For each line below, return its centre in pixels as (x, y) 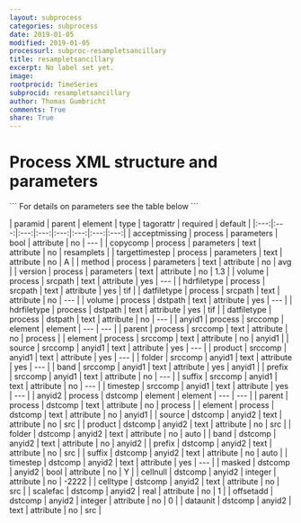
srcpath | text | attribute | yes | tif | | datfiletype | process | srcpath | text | (145, 291)
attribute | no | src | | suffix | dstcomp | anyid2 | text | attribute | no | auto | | (149, 453)
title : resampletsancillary (62, 59)
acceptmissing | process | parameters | (205, 234)
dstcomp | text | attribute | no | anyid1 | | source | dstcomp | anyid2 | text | (146, 415)
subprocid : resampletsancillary (70, 93)
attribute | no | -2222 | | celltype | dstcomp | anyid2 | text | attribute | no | (145, 482)
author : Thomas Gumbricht (58, 101)
